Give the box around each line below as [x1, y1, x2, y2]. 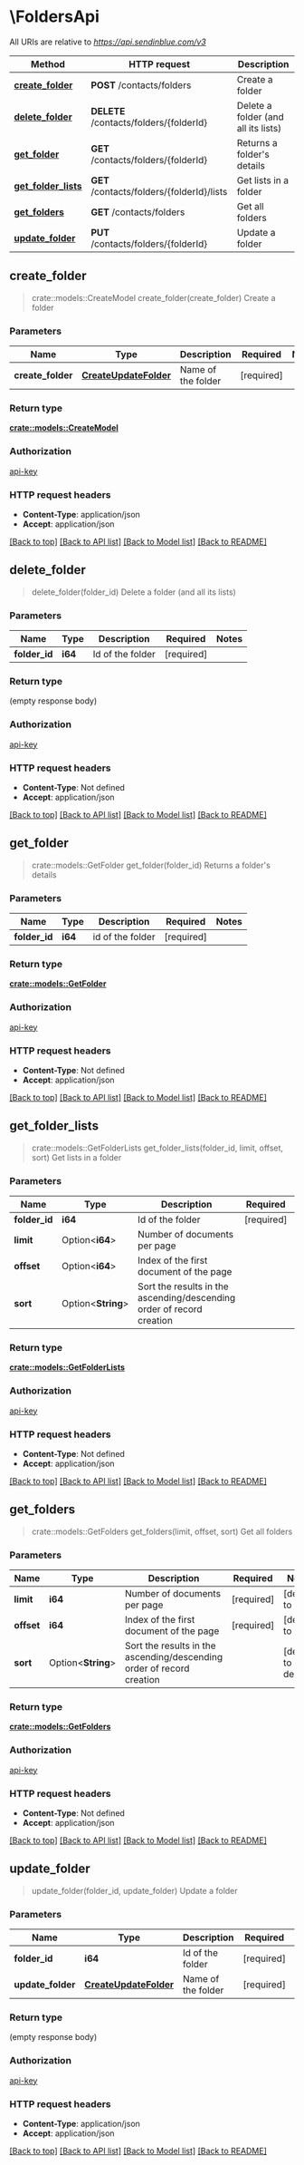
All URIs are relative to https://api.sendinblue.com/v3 [9, 36, 206, 47]
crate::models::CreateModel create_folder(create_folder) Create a [31, 292, 276, 303]
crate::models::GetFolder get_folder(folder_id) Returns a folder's [31, 859, 271, 870]
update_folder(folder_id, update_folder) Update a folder [31, 1885, 238, 1896]
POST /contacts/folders [90, 79, 192, 92]
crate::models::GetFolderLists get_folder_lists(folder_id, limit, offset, [31, 1142, 283, 1153]
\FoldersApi [9, 6, 100, 27]
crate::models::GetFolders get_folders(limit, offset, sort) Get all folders [31, 1526, 293, 1537]
